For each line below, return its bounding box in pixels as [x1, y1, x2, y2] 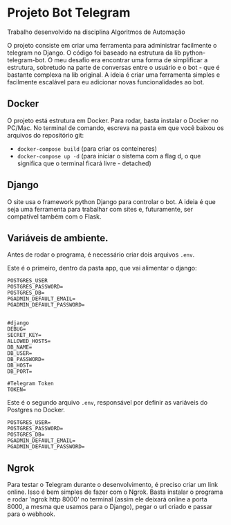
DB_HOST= [7, 362, 33, 369]
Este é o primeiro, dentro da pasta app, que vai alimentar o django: [7, 264, 197, 273]
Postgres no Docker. [7, 406, 66, 414]
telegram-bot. [7, 55, 47, 64]
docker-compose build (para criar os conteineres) [17, 144, 158, 153]
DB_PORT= [7, 368, 33, 375]
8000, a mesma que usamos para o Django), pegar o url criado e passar [7, 503, 213, 511]
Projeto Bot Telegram [7, 5, 131, 21]
